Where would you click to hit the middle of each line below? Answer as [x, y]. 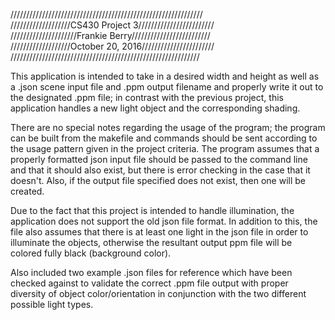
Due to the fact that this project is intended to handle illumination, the [152, 210]
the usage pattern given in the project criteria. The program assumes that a [165, 148]
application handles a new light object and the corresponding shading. [155, 108]
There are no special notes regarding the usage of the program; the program [168, 127]
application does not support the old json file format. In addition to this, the [164, 221]
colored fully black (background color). [91, 253]
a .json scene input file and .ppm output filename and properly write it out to [167, 87]
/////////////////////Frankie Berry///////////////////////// [110, 35]
